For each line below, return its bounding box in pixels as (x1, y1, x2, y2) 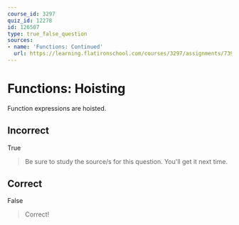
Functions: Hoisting (7, 81, 126, 97)
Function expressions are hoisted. (7, 104, 107, 112)
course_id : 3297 (7, 10, 55, 18)
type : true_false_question (7, 30, 87, 38)
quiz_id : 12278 (7, 17, 53, 24)
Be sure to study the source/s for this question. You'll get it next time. (24, 157, 228, 165)
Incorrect (7, 125, 50, 137)
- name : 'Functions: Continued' (7, 43, 103, 50)
